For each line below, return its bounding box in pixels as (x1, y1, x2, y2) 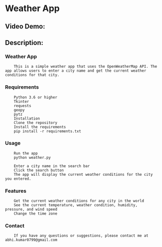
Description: (5, 38, 44, 46)
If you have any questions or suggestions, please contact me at (14, 233, 149, 238)
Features (5, 187, 27, 194)
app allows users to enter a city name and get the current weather (5, 68, 146, 73)
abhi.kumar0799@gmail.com (5, 238, 57, 243)
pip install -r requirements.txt (14, 129, 81, 134)
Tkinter (14, 99, 29, 104)
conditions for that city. (5, 73, 60, 77)
